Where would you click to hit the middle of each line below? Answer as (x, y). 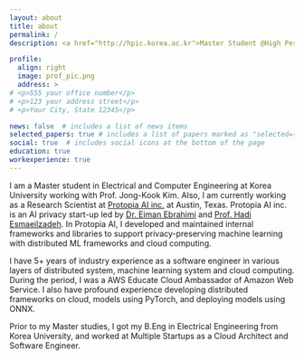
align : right (42, 68)
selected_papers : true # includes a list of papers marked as (129, 135)
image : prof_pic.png (56, 76)
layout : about (36, 18)
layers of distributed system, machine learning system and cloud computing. (152, 270)
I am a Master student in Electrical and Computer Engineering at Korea (141, 185)
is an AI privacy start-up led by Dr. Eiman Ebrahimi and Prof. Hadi (130, 214)
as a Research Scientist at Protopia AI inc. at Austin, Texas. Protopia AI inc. (148, 204)
